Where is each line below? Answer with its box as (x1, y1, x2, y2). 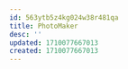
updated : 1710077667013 (9, 38, 99, 47)
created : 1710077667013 (9, 47, 99, 56)
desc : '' (9, 30, 42, 39)
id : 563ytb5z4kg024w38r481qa (9, 13, 119, 22)
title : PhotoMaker (9, 22, 78, 30)
